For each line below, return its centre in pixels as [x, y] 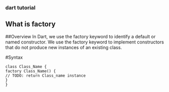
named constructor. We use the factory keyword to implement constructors [85, 42]
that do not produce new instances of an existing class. [64, 47]
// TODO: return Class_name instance [46, 76]
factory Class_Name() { [31, 71]
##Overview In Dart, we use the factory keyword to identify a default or [81, 36]
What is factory [30, 24]
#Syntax [14, 57]
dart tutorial [20, 8]
